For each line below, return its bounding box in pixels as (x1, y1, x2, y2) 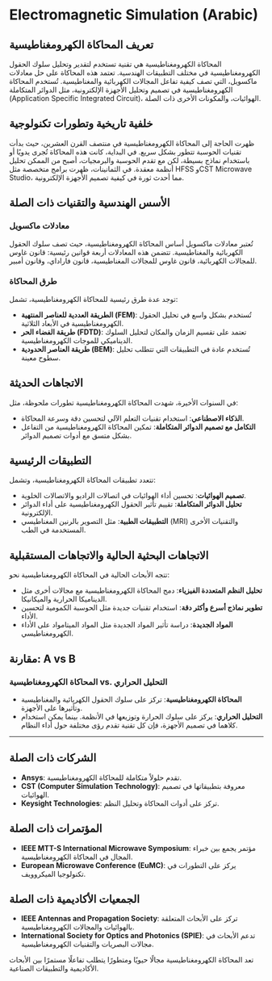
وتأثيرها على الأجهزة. (20, 702, 83, 712)
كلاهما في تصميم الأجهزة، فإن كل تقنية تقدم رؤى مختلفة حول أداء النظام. (20, 720, 238, 730)
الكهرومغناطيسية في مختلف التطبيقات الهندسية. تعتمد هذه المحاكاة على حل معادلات (9, 68, 261, 78)
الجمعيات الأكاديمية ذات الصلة (9, 892, 140, 906)
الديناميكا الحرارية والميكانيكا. (20, 594, 107, 604)
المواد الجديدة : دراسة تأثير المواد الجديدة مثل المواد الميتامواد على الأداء (20, 620, 233, 630)
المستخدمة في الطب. (20, 525, 86, 535)
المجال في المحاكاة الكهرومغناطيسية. (20, 852, 133, 862)
